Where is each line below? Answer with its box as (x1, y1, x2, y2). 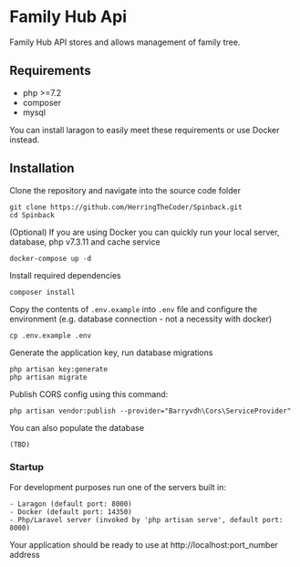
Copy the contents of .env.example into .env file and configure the (9, 303, 258, 314)
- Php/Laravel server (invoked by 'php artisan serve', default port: (9, 515, 284, 524)
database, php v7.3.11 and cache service (9, 236, 161, 247)
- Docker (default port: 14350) (9, 507, 132, 517)
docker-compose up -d (9, 254, 92, 263)
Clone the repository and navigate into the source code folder (9, 184, 242, 195)
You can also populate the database (9, 422, 144, 433)
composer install (9, 288, 76, 297)
